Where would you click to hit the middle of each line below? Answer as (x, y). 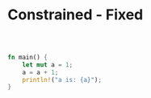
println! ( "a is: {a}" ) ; (62, 80)
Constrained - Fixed (75, 15)
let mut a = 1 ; (48, 65)
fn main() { (27, 57)
